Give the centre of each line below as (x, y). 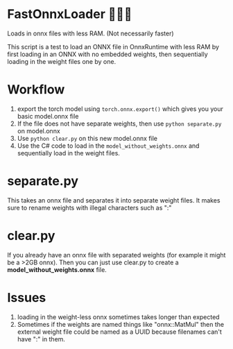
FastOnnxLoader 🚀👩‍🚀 (70, 14)
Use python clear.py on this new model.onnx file (87, 138)
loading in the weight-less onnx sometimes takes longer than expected (118, 317)
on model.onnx (38, 130)
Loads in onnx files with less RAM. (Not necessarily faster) (91, 33)
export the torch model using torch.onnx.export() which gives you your (120, 109)
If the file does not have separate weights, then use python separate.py (119, 124)
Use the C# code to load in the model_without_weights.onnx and (108, 146)
